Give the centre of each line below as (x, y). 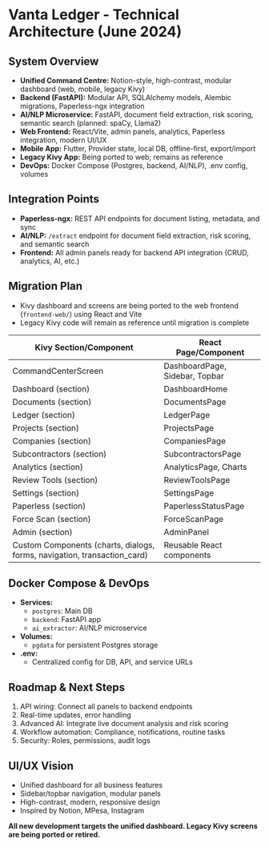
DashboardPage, (195, 366)
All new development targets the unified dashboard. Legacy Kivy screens (133, 826)
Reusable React (193, 544)
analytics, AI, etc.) (50, 261)
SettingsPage (189, 492)
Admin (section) (43, 532)
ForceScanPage (194, 519)
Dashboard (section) (51, 388)
